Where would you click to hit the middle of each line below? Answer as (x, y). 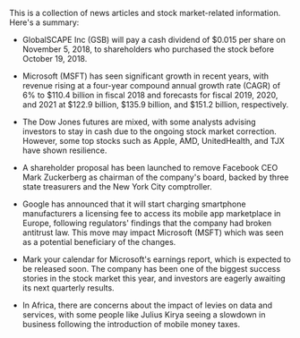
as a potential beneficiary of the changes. (99, 242)
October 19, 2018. (55, 59)
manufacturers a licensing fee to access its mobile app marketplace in (151, 213)
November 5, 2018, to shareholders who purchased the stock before (148, 49)
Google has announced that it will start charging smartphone (134, 204)
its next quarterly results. (68, 288)
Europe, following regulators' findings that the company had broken (147, 223)
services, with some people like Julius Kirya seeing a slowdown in (144, 315)
